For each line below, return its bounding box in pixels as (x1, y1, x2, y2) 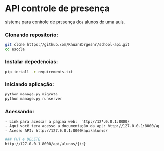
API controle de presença (5, 3, 110, 14)
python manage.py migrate (5, 92, 58, 97)
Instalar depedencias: (5, 58, 58, 65)
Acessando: (5, 108, 35, 115)
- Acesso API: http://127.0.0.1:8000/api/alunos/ (5, 128, 108, 133)
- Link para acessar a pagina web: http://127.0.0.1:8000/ (5, 119, 130, 124)
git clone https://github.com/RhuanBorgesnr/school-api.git (5, 42, 130, 47)
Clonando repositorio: (5, 31, 59, 38)
